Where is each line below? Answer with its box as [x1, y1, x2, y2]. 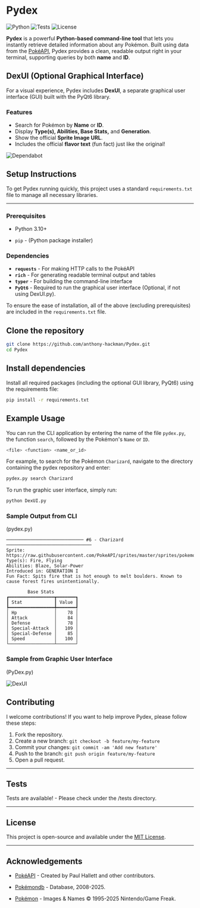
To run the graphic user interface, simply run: [6, 486, 117, 494]
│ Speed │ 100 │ [6, 636, 79, 642]
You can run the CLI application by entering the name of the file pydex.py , [6, 429, 186, 436]
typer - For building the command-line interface [14, 278, 133, 285]
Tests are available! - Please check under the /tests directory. [6, 795, 157, 802]
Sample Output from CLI [6, 512, 77, 521]
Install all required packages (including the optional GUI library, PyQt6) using [6, 379, 194, 386]
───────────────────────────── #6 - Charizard [6, 537, 124, 543]
